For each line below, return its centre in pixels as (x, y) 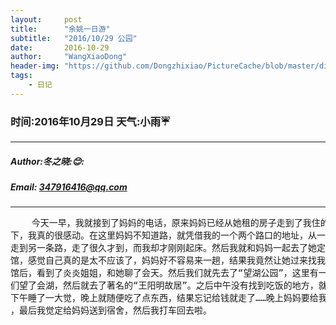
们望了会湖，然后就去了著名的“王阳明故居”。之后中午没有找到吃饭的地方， (164, 285)
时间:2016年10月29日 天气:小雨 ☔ (90, 121)
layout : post (46, 19)
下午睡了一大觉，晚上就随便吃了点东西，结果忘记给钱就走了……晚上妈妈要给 (164, 298)
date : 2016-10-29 (60, 47)
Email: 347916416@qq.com (69, 187)
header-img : (35, 66)
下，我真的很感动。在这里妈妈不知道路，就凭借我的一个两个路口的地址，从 (163, 235)
